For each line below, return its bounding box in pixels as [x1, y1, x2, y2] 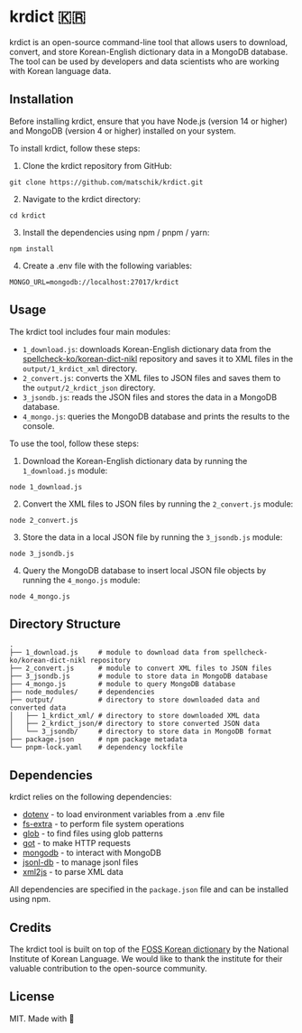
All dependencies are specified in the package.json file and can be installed [9, 884, 288, 895]
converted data [9, 703, 67, 712]
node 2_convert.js [9, 516, 78, 525]
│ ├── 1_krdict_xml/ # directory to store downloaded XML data [9, 712, 260, 721]
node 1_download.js [9, 482, 83, 491]
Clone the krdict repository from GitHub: [22, 160, 172, 171]
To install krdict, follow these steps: [9, 143, 141, 154]
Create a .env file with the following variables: [22, 260, 192, 271]
